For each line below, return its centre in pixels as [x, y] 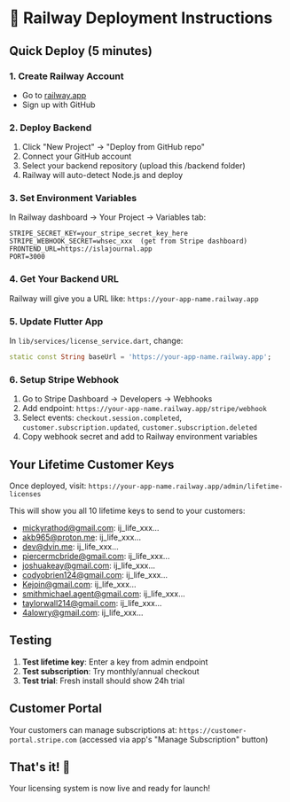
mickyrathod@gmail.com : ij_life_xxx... [90, 528]
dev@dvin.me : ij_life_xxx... [71, 547]
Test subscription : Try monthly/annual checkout [110, 671]
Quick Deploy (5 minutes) [81, 51]
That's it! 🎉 [40, 767]
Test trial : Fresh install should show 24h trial [103, 681]
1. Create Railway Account [67, 76]
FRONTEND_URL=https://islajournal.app [81, 249]
